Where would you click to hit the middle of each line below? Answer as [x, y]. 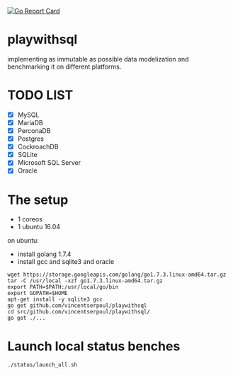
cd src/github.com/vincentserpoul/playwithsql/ [79, 312]
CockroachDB [38, 147]
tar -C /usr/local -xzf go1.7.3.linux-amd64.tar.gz [85, 281]
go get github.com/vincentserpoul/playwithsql [77, 306]
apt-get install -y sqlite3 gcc [55, 300]
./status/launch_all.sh [42, 365]
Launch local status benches [94, 346]
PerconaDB [34, 131]
